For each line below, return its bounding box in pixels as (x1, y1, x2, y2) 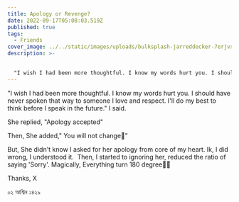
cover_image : (7, 43, 46, 50)
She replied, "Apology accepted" (7, 118, 104, 126)
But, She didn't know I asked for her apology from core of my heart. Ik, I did (7, 145, 229, 153)
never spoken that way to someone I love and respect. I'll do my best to (7, 96, 217, 105)
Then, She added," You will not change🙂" (7, 131, 128, 140)
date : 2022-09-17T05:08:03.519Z (7, 17, 103, 24)
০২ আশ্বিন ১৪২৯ (7, 187, 41, 196)
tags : (7, 30, 23, 38)
